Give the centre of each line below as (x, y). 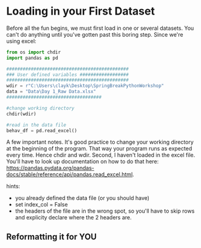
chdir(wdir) (21, 114)
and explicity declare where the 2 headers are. (73, 218)
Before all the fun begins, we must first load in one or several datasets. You (100, 28)
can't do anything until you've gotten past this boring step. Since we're (95, 34)
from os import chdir (34, 52)
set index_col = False (41, 205)
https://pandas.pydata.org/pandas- (50, 168)
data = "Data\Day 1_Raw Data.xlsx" (51, 92)
